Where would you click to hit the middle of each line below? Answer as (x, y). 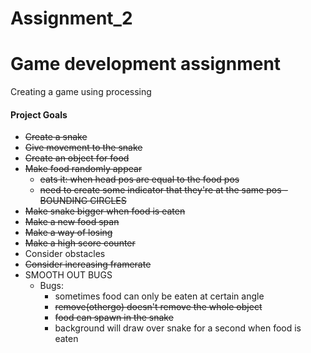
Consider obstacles (65, 254)
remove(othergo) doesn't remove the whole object (158, 307)
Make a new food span (72, 222)
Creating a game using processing (81, 92)
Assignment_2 (71, 18)
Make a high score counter (80, 243)
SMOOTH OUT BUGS (68, 275)
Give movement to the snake (83, 148)
